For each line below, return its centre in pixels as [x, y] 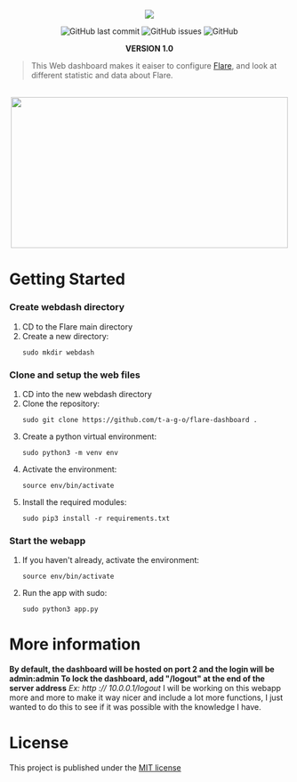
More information [75, 644]
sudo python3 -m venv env [70, 452]
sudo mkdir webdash [58, 352]
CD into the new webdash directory [87, 394]
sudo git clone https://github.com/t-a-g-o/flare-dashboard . [140, 420]
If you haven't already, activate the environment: [111, 560]
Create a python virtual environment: [89, 436]
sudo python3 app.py [60, 609]
